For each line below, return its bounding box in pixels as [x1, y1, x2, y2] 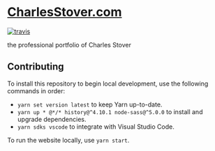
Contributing [7, 61, 64, 73]
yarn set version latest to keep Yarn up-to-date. [17, 100, 163, 109]
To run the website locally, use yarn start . [7, 136, 130, 144]
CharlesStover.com [7, 4, 122, 20]
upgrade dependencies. [17, 115, 87, 123]
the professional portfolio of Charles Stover [7, 40, 131, 49]
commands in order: [7, 86, 66, 95]
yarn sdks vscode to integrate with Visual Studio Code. [17, 122, 175, 131]
